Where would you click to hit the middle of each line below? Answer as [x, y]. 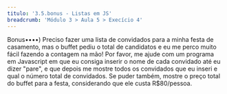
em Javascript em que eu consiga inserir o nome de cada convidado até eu [114, 61]
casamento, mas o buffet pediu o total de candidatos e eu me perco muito [112, 47]
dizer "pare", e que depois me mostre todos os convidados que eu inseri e [112, 69]
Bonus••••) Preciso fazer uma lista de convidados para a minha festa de [111, 39]
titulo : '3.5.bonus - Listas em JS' [60, 13]
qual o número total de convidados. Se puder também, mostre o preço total [114, 75]
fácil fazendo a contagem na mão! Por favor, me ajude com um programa [111, 54]
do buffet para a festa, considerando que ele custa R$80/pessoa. [100, 83]
